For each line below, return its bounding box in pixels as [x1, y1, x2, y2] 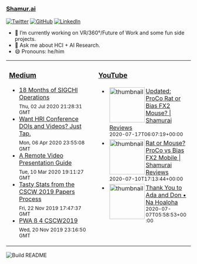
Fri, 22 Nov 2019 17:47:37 [19, 204, 82, 211]
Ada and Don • [145, 191, 186, 199]
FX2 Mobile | [145, 154, 181, 162]
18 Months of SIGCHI [19, 86, 78, 94]
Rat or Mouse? [145, 139, 186, 148]
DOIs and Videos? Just [19, 122, 82, 131]
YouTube [98, 71, 128, 80]
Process [19, 195, 42, 203]
